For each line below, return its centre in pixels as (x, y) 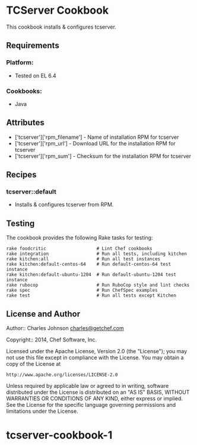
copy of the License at (34, 364)
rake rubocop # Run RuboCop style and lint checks (98, 285)
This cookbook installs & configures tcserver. (61, 27)
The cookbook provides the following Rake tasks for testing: (80, 238)
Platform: (20, 63)
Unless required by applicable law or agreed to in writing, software (88, 386)
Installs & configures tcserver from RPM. (64, 205)
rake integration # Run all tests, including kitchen (96, 254)
